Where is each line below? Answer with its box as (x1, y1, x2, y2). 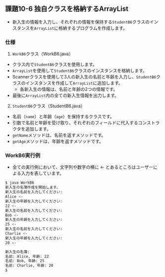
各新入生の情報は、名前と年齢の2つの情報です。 (19, 86, 118, 92)
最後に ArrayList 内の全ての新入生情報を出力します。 (12, 92, 119, 98)
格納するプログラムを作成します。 (58, 25, 128, 31)
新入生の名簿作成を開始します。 (5, 185, 60, 190)
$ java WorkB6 (5, 180, 35, 185)
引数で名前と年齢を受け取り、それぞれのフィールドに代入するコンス (12, 120, 151, 126)
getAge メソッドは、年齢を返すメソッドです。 (12, 138, 104, 144)
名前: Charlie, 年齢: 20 (5, 263, 54, 268)
